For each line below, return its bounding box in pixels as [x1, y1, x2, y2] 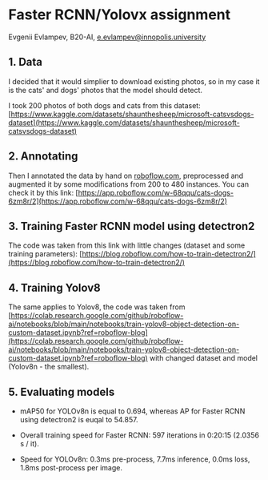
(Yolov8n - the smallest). [8, 362, 90, 372]
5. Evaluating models [8, 385, 115, 398]
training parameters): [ [8, 249, 82, 259]
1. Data [8, 55, 42, 69]
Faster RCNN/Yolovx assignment [8, 6, 230, 24]
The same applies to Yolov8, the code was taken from [8, 302, 186, 312]
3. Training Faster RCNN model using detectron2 [8, 219, 255, 233]
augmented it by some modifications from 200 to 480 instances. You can [8, 179, 250, 189]
